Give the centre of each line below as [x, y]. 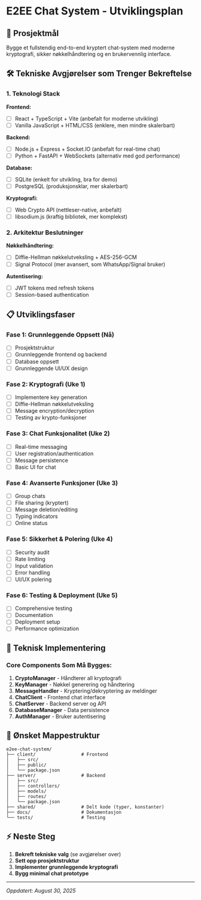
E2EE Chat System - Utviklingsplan [95, 11]
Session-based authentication [52, 294]
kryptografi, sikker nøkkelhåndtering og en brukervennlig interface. [89, 54]
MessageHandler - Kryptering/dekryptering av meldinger [86, 691]
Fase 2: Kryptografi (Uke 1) [46, 384]
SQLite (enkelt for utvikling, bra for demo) [66, 179]
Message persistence [42, 460]
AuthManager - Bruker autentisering [60, 717]
